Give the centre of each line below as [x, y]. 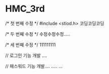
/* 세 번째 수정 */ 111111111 [31, 45]
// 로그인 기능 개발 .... [26, 55]
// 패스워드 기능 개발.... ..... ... [34, 66]
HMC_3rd [25, 9]
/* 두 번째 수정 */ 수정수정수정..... [38, 34]
